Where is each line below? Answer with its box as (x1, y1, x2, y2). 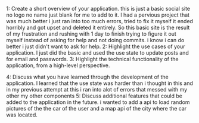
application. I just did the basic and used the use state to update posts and (6, 49, 189, 56)
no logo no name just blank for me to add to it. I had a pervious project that (6, 11, 189, 18)
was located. (6, 111, 38, 118)
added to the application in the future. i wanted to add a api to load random (6, 99, 190, 106)
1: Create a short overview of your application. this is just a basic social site (6, 5, 191, 12)
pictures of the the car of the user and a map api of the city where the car (6, 105, 187, 112)
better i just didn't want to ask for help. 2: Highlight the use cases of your (6, 43, 186, 50)
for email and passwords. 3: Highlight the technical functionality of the (6, 56, 179, 62)
